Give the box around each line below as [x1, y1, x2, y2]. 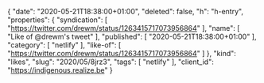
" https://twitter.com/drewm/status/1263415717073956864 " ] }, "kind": [7, 49, 236, 58]
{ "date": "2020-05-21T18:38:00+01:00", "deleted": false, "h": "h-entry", [7, 7, 244, 16]
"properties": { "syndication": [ [7, 15, 108, 25]
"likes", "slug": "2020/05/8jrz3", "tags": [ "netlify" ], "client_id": [7, 57, 214, 66]
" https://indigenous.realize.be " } [7, 66, 113, 74]
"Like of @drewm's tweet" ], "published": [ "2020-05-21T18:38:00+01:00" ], [7, 32, 257, 41]
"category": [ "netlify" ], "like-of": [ [7, 40, 122, 50]
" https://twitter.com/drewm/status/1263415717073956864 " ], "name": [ [7, 24, 240, 32]
